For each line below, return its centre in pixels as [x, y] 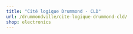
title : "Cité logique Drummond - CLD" [54, 11]
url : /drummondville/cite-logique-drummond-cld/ [67, 17]
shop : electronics [29, 22]
